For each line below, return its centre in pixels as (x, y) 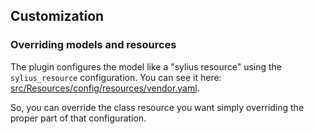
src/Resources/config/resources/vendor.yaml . (105, 88)
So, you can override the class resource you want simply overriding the (157, 107)
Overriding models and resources (93, 45)
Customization (57, 16)
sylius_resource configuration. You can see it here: (116, 77)
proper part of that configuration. (78, 118)
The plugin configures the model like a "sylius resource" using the (146, 66)
